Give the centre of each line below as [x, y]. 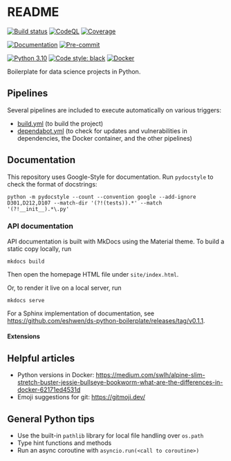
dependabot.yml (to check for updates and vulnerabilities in [102, 131]
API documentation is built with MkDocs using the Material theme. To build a [116, 241]
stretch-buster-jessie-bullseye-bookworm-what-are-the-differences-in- [120, 383]
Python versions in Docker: [56, 375]
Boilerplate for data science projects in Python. [74, 71]
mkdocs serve [26, 300]
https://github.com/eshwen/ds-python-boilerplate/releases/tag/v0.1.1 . [106, 320]
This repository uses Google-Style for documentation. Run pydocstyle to [110, 177]
